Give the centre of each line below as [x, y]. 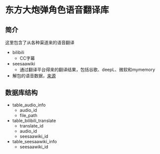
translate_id [31, 125]
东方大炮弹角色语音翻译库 [57, 10]
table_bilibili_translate [34, 121]
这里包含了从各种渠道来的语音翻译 [40, 43]
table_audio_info [29, 105]
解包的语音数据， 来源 [34, 76]
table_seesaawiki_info [35, 141]
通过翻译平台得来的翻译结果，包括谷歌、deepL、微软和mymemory [87, 70]
